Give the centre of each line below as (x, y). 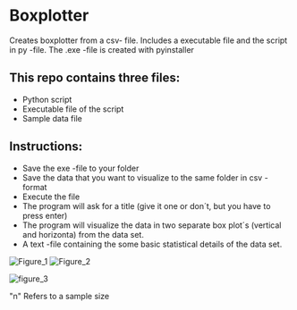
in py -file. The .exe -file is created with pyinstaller (102, 49)
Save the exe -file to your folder (81, 168)
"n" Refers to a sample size (59, 296)
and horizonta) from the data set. (83, 234)
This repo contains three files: (95, 78)
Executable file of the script (73, 109)
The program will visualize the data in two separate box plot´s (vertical (152, 225)
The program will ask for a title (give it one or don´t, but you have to (146, 205)
